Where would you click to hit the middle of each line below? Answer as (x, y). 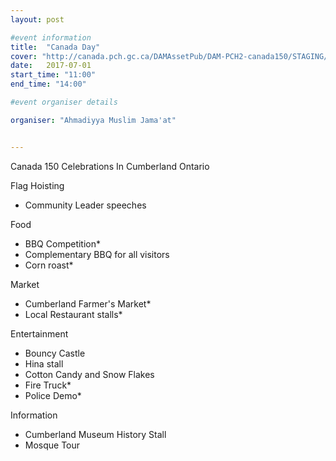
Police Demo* (53, 395)
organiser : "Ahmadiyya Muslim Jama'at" (93, 120)
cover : (24, 56)
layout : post (37, 19)
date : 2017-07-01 (51, 66)
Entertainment (39, 333)
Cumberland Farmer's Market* (88, 303)
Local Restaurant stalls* (73, 314)
